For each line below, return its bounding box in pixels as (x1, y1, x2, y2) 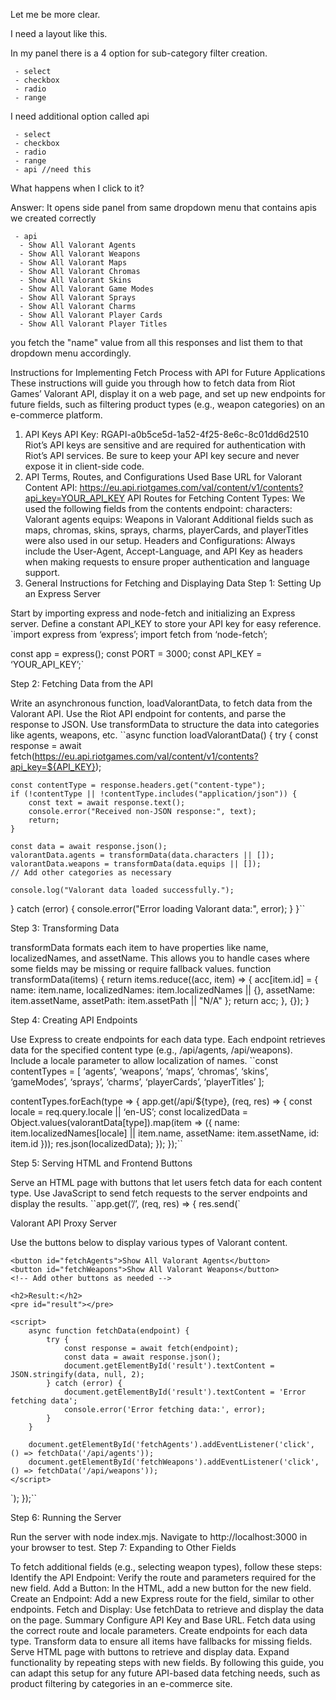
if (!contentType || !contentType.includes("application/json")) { (10, 789, 298, 799)
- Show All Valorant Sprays (19, 293, 137, 303)
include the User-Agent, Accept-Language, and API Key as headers (24, 545, 303, 557)
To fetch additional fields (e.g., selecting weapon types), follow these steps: (10, 1561, 323, 1573)
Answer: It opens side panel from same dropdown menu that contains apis (10, 202, 317, 213)
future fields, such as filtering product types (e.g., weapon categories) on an (10, 399, 326, 410)
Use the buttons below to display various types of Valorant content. (10, 1237, 288, 1248)
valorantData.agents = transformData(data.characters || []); (10, 850, 275, 860)
